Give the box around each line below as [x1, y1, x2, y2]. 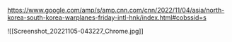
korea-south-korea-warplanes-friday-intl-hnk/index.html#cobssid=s [7, 13, 207, 22]
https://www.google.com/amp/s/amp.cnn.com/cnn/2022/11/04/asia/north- [7, 6, 225, 14]
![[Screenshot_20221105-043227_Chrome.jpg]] [7, 27, 144, 35]
